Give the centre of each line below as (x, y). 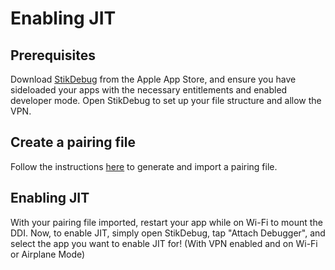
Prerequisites (53, 55)
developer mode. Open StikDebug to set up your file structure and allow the (166, 100)
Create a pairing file (73, 142)
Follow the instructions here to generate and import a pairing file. (144, 166)
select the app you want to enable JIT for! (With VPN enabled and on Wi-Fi (164, 243)
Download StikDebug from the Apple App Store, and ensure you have (153, 79)
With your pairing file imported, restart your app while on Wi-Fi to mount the (166, 222)
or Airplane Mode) (48, 254)
